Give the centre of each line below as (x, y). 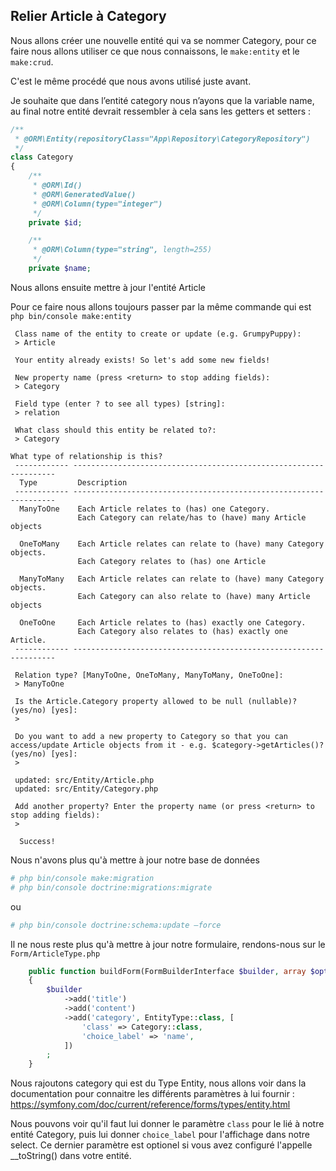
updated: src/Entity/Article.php (84, 780)
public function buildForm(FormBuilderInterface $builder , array (167, 971)
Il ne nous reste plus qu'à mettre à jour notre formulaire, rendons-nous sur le (168, 944)
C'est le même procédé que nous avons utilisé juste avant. (131, 81)
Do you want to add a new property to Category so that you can (151, 736)
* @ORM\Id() (57, 185)
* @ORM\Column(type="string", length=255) (122, 250)
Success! (37, 841)
